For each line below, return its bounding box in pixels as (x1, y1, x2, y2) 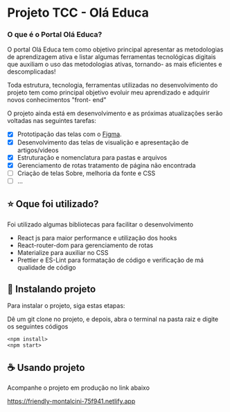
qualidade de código (17, 263, 76, 272)
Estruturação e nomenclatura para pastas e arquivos (17, 153, 168, 161)
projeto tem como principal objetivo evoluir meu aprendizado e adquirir (7, 88, 210, 97)
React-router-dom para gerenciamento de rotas (17, 241, 154, 249)
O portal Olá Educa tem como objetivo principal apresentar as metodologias (7, 45, 224, 53)
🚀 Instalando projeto (7, 283, 96, 295)
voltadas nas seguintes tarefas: (7, 117, 97, 125)
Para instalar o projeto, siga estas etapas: (7, 302, 125, 310)
